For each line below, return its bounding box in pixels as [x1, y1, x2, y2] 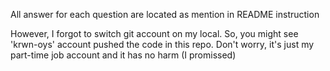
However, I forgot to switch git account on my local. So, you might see [10, 28, 299, 39]
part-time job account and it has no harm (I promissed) [10, 49, 237, 61]
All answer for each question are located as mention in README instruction [10, 9, 320, 20]
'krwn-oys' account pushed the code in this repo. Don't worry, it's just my [10, 39, 315, 50]
